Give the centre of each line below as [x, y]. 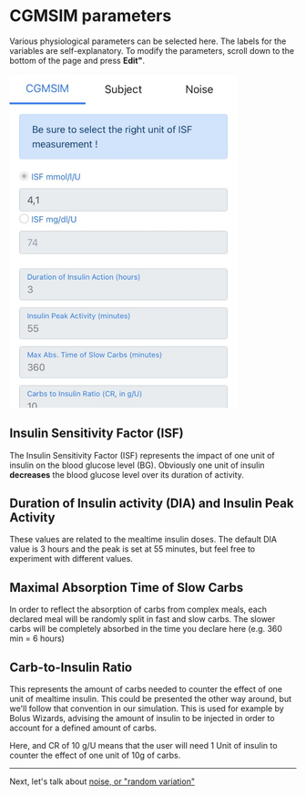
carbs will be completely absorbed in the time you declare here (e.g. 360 [146, 629]
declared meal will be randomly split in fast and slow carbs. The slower [143, 619]
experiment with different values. [71, 559]
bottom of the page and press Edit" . [77, 60]
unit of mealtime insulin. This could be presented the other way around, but [150, 699]
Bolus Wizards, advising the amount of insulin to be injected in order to [142, 718]
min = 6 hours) [37, 638]
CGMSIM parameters [91, 16]
